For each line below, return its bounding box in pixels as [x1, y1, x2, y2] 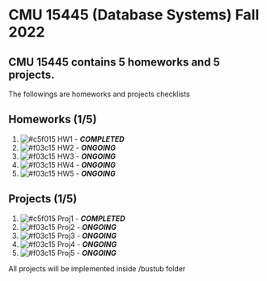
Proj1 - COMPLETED [57, 213, 125, 224]
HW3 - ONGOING [57, 151, 116, 161]
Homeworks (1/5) [8, 113, 97, 126]
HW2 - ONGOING [57, 143, 116, 152]
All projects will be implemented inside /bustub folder [8, 263, 186, 273]
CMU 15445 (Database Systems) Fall [8, 6, 260, 24]
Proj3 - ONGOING [57, 231, 117, 241]
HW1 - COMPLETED [57, 134, 125, 143]
